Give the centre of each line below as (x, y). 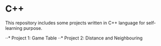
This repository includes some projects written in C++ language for (75, 23)
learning (14, 28)
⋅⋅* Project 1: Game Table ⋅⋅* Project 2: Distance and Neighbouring (74, 38)
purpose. (33, 28)
